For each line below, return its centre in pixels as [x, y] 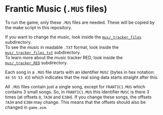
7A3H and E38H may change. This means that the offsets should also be [75, 102]
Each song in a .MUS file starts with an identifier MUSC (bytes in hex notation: [80, 72]
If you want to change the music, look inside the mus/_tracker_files [73, 37]
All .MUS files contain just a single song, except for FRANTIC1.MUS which [75, 86]
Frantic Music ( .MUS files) [56, 9]
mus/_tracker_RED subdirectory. [36, 63]
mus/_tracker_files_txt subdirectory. [43, 52]
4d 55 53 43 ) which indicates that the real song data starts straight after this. [82, 77]
